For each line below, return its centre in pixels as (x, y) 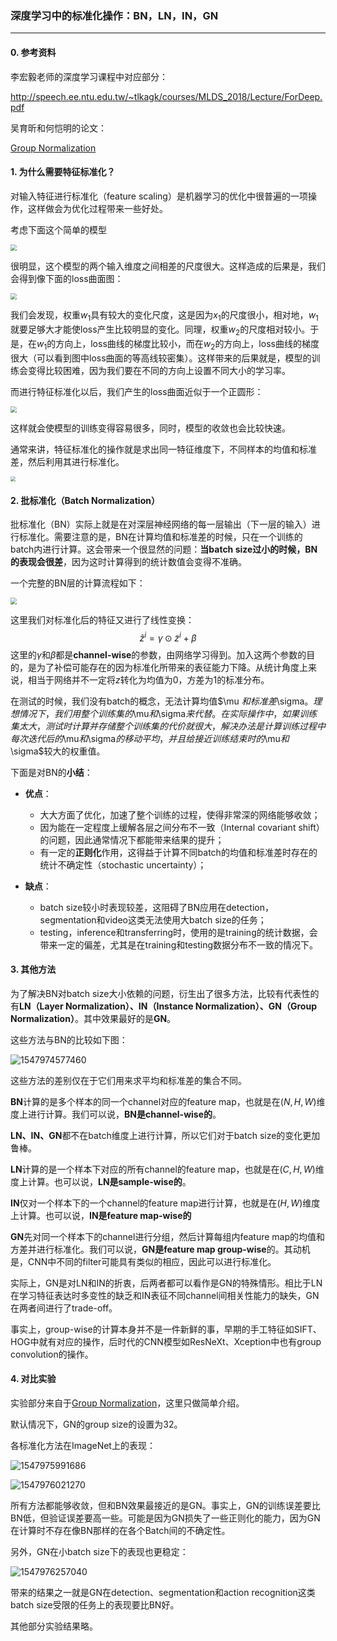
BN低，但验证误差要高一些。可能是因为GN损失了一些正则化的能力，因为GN (165, 1518)
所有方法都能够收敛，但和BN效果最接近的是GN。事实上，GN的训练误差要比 (165, 1505)
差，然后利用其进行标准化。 (67, 462)
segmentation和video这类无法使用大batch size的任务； (153, 919)
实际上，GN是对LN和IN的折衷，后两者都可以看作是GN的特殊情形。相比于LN (166, 1283)
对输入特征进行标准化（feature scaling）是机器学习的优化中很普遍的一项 (159, 196)
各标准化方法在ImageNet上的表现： (83, 1445)
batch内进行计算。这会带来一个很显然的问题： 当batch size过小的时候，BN (164, 549)
